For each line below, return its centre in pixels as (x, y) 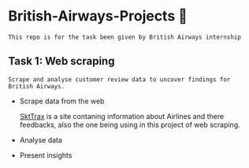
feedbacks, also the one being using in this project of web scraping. (130, 125)
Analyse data (41, 140)
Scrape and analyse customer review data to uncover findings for (119, 79)
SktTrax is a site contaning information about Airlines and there (122, 116)
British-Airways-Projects (92, 16)
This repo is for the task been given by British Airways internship (125, 37)
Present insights (46, 155)
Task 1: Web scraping (61, 61)
